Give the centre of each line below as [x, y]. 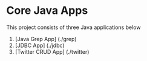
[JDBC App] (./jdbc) [40, 45]
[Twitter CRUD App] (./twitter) [52, 51]
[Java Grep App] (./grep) [46, 39]
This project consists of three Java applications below [73, 27]
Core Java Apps [47, 11]
